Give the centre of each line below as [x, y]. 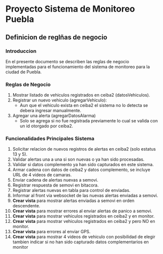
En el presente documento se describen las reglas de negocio [67, 61]
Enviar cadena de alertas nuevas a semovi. [55, 180]
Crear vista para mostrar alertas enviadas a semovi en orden [73, 201]
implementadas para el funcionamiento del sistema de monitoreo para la [78, 67]
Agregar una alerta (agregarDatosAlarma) [54, 116]
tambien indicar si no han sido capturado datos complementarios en [81, 242]
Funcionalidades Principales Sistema [50, 138]
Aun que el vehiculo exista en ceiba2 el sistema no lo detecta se [84, 105]
